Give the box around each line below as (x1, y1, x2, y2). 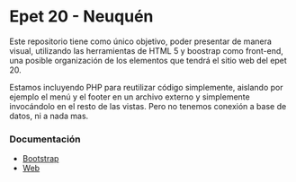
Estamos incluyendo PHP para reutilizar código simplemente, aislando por (9, 82, 283, 92)
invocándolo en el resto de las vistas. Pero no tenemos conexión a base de (9, 100, 287, 111)
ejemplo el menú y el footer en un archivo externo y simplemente (9, 91, 250, 102)
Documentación (9, 133, 81, 145)
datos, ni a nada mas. (9, 110, 89, 121)
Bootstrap (22, 153, 59, 164)
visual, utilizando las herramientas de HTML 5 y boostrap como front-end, (9, 45, 283, 56)
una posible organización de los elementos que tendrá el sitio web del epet (9, 55, 288, 65)
